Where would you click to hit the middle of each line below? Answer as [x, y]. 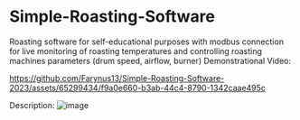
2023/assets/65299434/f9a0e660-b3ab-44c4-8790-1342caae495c [138, 88]
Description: [32, 105]
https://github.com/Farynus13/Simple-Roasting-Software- [117, 78]
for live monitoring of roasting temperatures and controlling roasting [136, 51]
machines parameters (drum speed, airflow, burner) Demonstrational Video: [150, 60]
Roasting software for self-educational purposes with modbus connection [147, 42]
